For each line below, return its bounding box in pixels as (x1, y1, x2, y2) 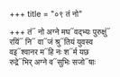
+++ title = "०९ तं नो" (9, 9, 83, 19)
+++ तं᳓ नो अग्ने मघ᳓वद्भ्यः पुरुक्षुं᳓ (9, 27, 111, 37)
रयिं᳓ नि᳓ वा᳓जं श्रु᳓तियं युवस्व (9, 37, 93, 47)
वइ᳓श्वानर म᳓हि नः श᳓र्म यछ (9, 47, 89, 57)
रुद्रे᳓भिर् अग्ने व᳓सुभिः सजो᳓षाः (9, 56, 97, 67)
